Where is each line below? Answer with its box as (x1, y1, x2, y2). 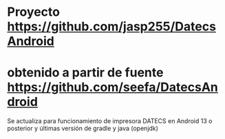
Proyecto (7, 4, 61, 20)
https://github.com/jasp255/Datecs (7, 19, 217, 34)
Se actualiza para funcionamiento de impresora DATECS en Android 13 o (7, 117, 213, 125)
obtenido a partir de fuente (7, 65, 164, 81)
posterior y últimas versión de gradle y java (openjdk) (7, 125, 158, 133)
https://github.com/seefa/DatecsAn (7, 80, 218, 95)
